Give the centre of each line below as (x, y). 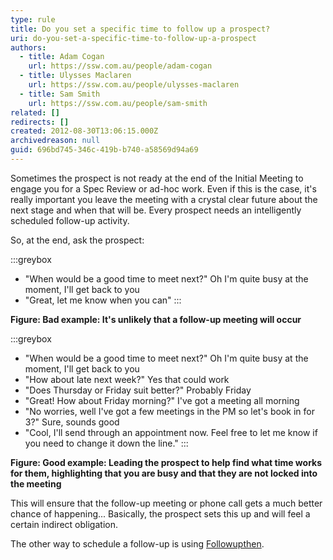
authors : (28, 47)
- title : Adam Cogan (62, 57)
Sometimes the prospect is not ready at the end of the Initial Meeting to (157, 178)
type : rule (33, 19)
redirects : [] (40, 122)
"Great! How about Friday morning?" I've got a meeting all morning (162, 400)
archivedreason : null (55, 141)
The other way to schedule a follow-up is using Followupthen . (137, 543)
